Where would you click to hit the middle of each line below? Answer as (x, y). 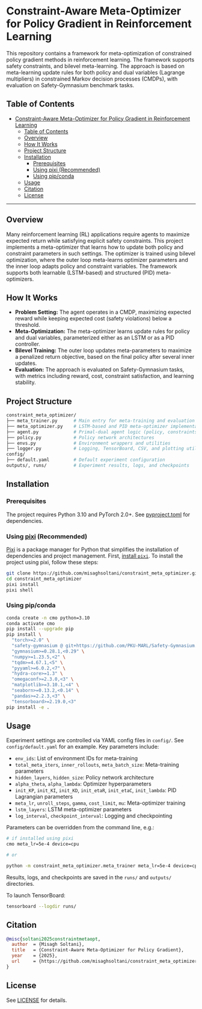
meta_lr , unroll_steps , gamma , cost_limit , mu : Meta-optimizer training (100, 803)
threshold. (27, 325)
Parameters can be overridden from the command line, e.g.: (80, 828)
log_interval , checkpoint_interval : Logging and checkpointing (93, 816)
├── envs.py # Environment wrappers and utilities (88, 443)
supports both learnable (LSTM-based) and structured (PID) (81, 272)
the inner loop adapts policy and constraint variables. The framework (92, 266)
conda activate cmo (31, 623)
